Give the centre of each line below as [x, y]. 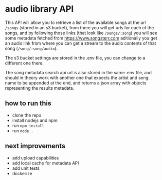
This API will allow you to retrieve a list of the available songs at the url [75, 22]
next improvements [35, 146]
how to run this [28, 103]
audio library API [39, 9]
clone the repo [27, 115]
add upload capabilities [36, 158]
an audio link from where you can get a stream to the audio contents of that [81, 43]
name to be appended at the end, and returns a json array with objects [76, 83]
